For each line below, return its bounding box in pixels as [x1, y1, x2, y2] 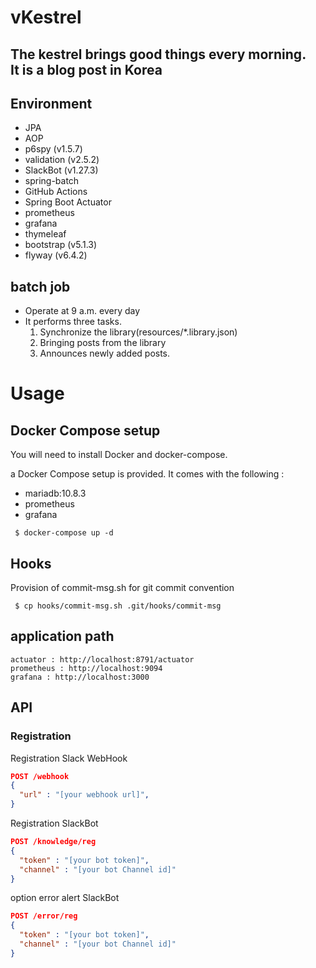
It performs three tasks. [24, 316, 122, 328]
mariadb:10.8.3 [24, 487, 87, 500]
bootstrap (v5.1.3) [24, 239, 98, 251]
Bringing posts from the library [39, 337, 167, 349]
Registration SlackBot [10, 817, 99, 830]
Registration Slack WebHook [10, 752, 128, 764]
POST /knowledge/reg [10, 837, 97, 847]
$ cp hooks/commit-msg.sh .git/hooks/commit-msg [14, 601, 222, 611]
